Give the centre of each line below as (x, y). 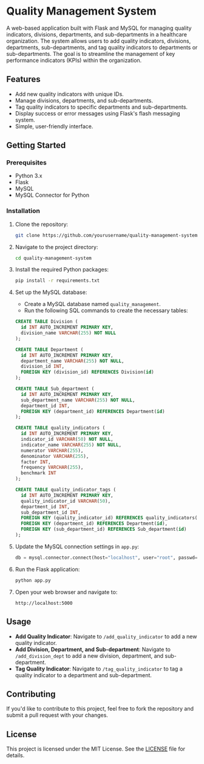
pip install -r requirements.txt (57, 281)
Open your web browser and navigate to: (66, 592)
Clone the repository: (42, 224)
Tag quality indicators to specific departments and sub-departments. (101, 107)
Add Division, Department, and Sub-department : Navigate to (93, 649)
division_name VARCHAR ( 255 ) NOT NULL (69, 333)
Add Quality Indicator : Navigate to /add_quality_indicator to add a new (106, 636)
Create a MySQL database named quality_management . (92, 304)
